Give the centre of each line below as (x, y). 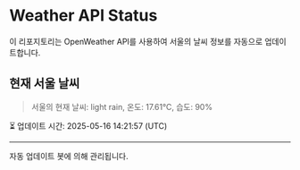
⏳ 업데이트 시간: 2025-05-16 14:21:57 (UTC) (88, 125)
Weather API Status (83, 16)
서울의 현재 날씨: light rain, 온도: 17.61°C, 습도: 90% (121, 106)
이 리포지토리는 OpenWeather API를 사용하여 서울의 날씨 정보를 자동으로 (136, 41)
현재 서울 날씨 (45, 84)
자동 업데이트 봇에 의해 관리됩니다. (69, 156)
